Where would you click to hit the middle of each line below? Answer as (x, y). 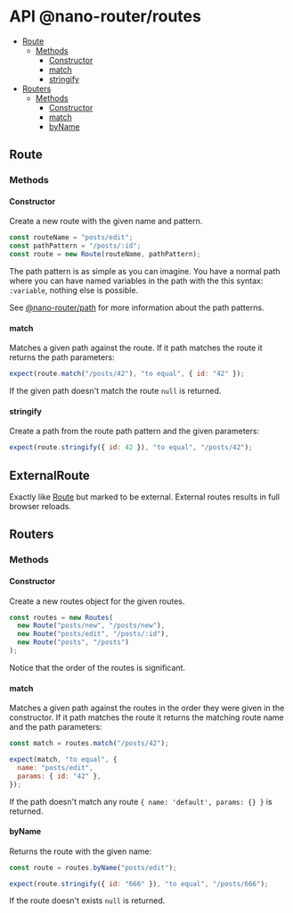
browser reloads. (40, 507)
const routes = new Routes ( (61, 617)
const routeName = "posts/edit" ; (71, 238)
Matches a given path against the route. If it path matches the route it (136, 348)
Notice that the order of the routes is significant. (97, 667)
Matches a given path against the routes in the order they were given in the (147, 708)
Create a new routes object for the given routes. (97, 601)
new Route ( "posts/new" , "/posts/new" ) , (91, 626)
